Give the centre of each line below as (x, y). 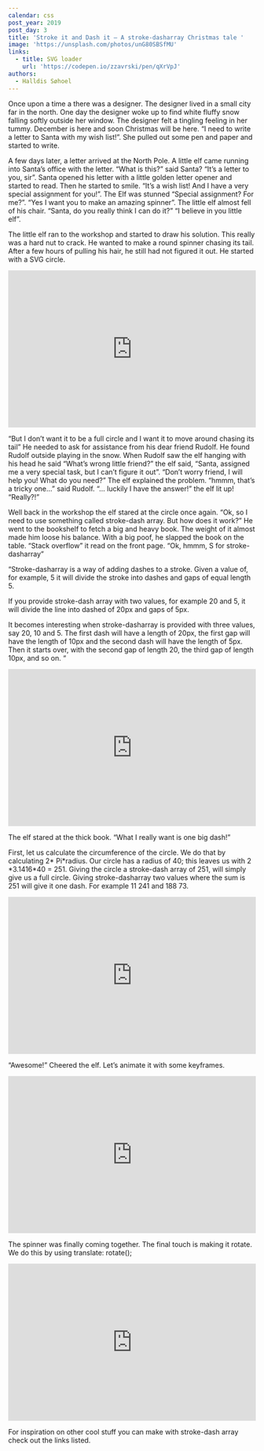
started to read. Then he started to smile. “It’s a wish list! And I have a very (128, 185)
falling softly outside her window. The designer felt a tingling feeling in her (128, 120)
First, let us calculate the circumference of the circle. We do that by (117, 852)
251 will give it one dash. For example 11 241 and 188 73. (99, 885)
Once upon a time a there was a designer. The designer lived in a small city (130, 104)
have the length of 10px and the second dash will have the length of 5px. (126, 641)
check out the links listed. (49, 1440)
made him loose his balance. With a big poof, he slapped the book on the (126, 537)
